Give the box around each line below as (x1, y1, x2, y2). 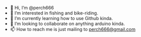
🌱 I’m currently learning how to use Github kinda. (10, 15, 113, 21)
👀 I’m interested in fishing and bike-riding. (10, 10, 99, 16)
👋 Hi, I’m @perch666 (10, 5, 54, 10)
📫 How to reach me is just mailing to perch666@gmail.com (10, 26, 136, 32)
